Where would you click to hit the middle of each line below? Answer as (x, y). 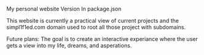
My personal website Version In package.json (64, 9)
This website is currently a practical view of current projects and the (93, 20)
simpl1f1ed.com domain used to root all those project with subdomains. (96, 27)
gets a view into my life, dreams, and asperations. (69, 46)
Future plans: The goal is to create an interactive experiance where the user (102, 39)
